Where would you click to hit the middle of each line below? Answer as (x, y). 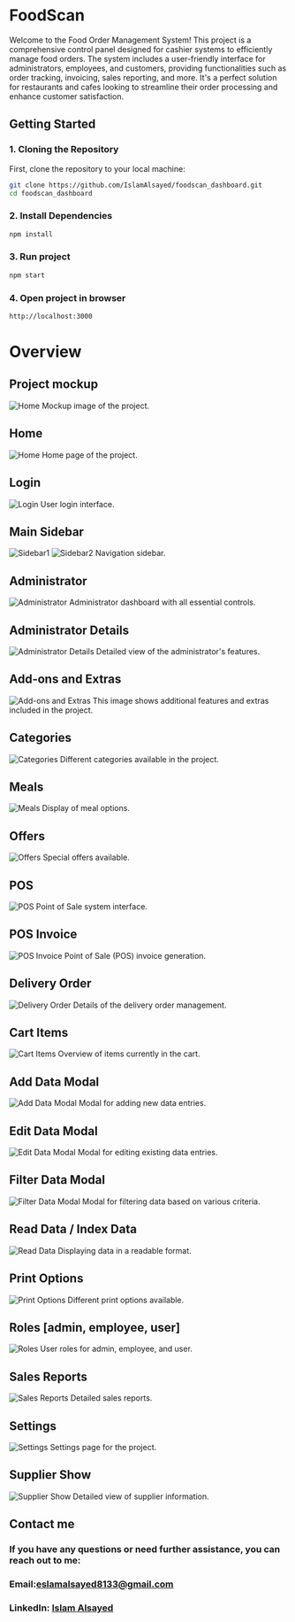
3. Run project (40, 257)
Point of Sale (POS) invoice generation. (135, 955)
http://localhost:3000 (51, 317)
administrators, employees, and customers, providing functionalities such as (148, 68)
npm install (31, 234)
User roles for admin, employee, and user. (116, 1349)
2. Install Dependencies (61, 216)
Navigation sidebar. (131, 553)
